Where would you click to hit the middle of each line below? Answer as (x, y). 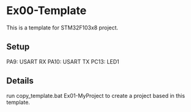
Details (20, 81)
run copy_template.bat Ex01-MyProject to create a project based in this (96, 95)
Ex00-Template (47, 11)
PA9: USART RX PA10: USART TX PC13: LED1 (63, 61)
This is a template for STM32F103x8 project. (62, 28)
